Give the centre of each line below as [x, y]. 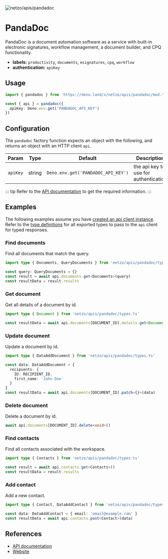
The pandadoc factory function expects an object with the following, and [79, 141]
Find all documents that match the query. [47, 254]
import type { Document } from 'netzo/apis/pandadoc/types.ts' [72, 314]
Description [150, 158]
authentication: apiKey [36, 67]
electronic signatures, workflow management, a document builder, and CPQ [83, 47]
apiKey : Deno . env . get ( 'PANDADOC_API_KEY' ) [54, 108]
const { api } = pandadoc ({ [34, 104]
